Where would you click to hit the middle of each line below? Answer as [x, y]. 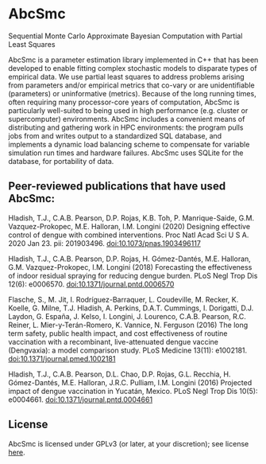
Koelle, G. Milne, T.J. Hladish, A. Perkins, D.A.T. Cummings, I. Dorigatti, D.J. [131, 308]
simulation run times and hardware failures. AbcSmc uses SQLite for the [126, 153]
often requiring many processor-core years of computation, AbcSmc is [124, 102]
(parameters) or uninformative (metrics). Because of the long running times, [132, 93]
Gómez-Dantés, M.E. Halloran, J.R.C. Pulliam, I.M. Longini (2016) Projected [130, 382]
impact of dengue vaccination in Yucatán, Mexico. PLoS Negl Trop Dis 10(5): [133, 391]
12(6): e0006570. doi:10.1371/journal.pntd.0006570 [91, 284]
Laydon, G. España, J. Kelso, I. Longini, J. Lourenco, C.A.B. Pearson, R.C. [127, 316]
